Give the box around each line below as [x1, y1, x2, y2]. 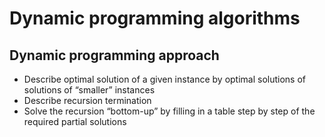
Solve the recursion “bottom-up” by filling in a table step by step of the [23, 105, 316, 117]
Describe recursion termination [23, 95, 152, 106]
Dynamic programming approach [9, 47, 220, 64]
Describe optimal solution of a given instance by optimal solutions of [23, 73, 307, 85]
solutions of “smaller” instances [23, 84, 156, 96]
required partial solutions [23, 116, 127, 127]
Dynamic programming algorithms [9, 7, 301, 30]
